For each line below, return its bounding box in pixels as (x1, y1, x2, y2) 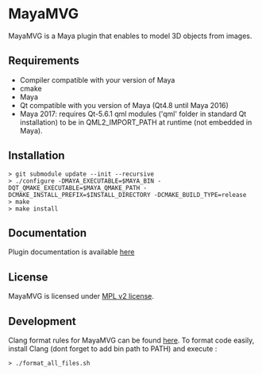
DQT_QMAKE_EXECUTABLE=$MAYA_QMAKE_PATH (8, 184, 141, 191)
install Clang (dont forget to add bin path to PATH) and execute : (8, 344, 218, 354)
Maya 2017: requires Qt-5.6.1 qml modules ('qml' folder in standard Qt (19, 109, 247, 118)
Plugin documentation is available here (8, 247, 135, 257)
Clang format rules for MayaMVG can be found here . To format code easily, (8, 335, 255, 345)
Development (8, 315, 77, 328)
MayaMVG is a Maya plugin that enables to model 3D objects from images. (8, 31, 252, 41)
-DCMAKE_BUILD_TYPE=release (153, 191, 247, 199)
